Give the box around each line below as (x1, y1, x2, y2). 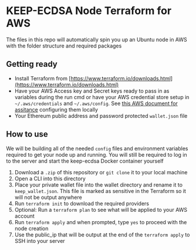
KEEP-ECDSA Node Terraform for (6, 4, 172, 18)
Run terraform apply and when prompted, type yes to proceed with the (14, 218, 187, 225)
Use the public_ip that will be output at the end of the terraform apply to (14, 231, 190, 238)
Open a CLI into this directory (14, 175, 86, 182)
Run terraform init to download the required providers (14, 200, 150, 207)
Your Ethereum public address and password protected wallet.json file (14, 112, 188, 119)
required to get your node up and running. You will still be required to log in (6, 151, 188, 158)
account (14, 212, 35, 219)
